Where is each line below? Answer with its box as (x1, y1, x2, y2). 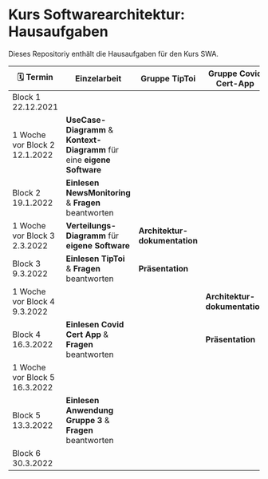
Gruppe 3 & (65, 414, 110, 426)
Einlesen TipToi (65, 253, 125, 264)
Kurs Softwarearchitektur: (8, 6, 186, 24)
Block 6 (12, 447, 41, 458)
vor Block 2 (12, 139, 56, 150)
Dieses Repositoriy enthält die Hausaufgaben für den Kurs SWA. (8, 49, 219, 58)
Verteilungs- (65, 220, 117, 231)
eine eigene (65, 154, 111, 165)
